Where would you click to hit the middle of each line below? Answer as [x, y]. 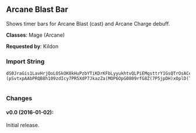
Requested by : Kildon [32, 46]
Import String [25, 61]
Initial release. [23, 125]
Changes [19, 99]
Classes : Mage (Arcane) [36, 35]
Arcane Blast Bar [37, 10]
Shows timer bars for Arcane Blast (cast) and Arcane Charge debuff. [88, 23]
